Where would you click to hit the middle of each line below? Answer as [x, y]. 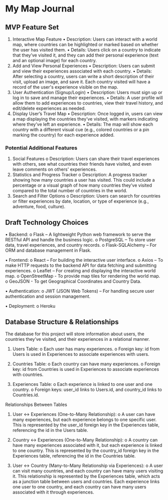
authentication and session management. [48, 296]
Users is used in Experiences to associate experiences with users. [81, 354]
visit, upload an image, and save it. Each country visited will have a [81, 82]
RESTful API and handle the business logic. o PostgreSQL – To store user [80, 240]
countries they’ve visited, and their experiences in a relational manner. [78, 339]
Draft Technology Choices [47, 222]
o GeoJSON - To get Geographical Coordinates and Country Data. [73, 281]
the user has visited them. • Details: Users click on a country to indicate [87, 50]
